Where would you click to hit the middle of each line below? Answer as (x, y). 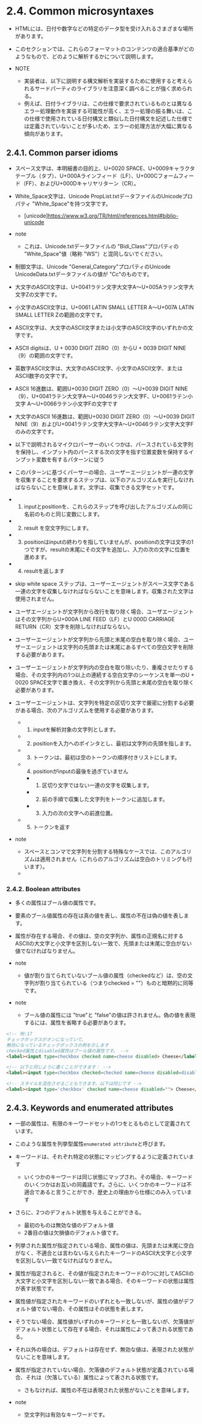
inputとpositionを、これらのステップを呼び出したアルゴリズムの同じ (109, 506)
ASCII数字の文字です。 (43, 375)
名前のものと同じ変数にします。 (63, 514)
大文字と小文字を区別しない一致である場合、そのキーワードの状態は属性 (104, 1281)
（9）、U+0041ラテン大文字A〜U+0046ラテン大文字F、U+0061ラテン (101, 396)
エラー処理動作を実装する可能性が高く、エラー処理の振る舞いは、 (106, 111)
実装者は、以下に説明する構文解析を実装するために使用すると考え (106, 81)
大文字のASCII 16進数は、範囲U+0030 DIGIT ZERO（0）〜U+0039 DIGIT (105, 416)
